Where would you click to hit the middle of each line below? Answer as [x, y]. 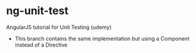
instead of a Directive [41, 45]
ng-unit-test [37, 11]
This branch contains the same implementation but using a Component [102, 38]
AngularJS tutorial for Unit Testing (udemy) [59, 27]
